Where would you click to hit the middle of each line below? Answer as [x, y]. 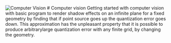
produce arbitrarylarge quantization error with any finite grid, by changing [83, 29]
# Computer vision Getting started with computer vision [105, 8]
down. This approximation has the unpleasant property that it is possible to [84, 24]
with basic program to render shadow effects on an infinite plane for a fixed [85, 13]
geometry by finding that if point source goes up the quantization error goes [86, 19]
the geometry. [20, 35]
